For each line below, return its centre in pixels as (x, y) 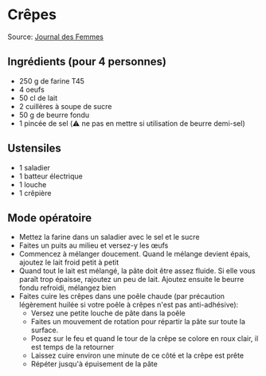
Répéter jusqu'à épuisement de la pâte (94, 364)
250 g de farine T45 (52, 80)
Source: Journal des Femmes (56, 37)
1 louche (33, 184)
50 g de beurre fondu (54, 115)
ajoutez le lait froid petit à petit (69, 262)
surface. (45, 330)
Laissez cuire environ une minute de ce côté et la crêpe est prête (137, 355)
